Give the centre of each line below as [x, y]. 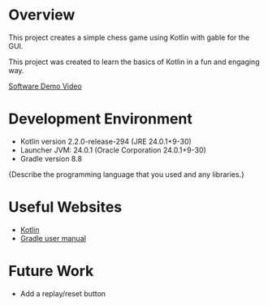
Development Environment [100, 119]
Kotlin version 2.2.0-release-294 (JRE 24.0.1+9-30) [106, 141]
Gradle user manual [53, 238]
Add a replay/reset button [63, 293]
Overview [42, 15]
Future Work [51, 271]
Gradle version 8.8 [51, 158]
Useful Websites [65, 207]
